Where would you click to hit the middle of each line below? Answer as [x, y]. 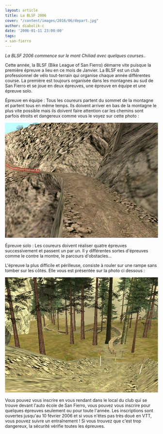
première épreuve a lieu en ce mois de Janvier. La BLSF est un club [72, 70]
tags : [10, 36]
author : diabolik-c [25, 26]
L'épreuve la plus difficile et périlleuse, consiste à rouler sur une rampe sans [81, 265]
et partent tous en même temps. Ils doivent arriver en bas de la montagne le [81, 105]
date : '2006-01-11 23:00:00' [34, 31]
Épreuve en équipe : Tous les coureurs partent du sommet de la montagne [79, 100]
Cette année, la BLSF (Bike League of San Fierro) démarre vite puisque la [78, 65]
